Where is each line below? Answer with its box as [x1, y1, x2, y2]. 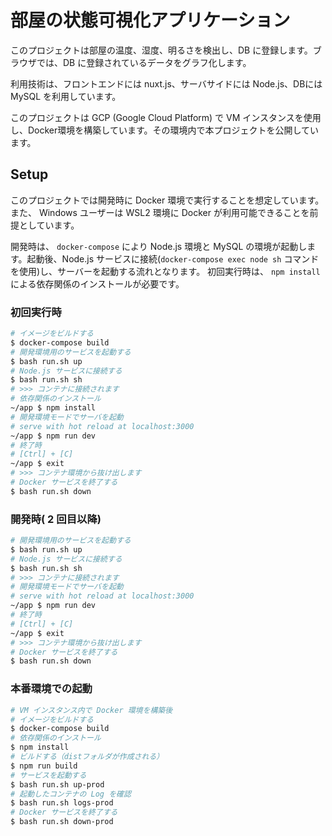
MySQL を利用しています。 [10, 90, 122, 102]
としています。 [18, 219, 80, 231]
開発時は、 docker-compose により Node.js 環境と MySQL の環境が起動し [10, 240, 308, 252]
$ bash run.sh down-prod [10, 817, 114, 827]
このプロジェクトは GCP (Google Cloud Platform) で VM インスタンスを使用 [10, 111, 322, 123]
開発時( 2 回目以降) [10, 512, 102, 526]
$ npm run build [10, 761, 78, 771]
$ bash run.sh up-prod [10, 779, 105, 790]
